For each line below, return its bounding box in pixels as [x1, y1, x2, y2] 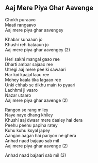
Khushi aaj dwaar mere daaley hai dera [5, 117, 83, 123]
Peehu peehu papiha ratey [5, 122, 58, 128]
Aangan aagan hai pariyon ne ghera [5, 132, 77, 138]
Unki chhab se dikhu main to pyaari [5, 82, 76, 88]
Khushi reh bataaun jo [5, 41, 49, 48]
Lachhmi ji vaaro [5, 87, 38, 93]
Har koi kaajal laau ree [5, 71, 49, 77]
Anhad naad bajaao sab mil [5, 138, 59, 144]
